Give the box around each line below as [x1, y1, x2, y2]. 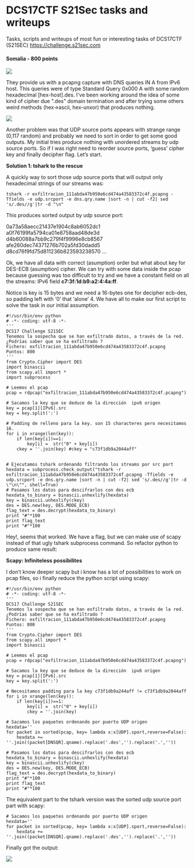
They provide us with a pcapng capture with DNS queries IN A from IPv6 [6, 79, 180, 86]
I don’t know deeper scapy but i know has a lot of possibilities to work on [6, 568, 182, 575]
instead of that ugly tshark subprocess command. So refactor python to [6, 540, 178, 547]
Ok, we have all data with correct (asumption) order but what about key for [6, 259, 186, 266]
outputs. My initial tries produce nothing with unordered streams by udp [6, 139, 179, 146]
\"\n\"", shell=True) [6, 482, 59, 488]
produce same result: [6, 545, 57, 553]
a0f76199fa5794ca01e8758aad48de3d [6, 229, 100, 236]
